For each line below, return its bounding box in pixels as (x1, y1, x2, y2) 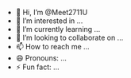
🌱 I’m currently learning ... (15, 25, 101, 33)
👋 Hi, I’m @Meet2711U (15, 8, 88, 17)
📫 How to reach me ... (15, 42, 90, 51)
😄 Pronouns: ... (15, 53, 67, 63)
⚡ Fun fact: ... (15, 62, 60, 72)
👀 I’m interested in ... (15, 16, 83, 25)
